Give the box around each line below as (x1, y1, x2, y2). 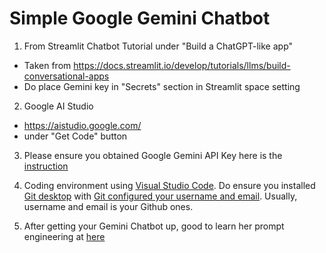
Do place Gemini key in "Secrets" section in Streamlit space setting (23, 80, 301, 92)
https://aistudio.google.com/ (23, 119, 142, 131)
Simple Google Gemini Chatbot (9, 7, 271, 30)
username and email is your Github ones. (23, 200, 194, 212)
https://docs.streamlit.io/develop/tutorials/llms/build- (73, 59, 291, 71)
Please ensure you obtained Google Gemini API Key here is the (23, 149, 283, 161)
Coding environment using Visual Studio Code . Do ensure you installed (23, 179, 316, 191)
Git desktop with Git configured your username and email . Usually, (23, 190, 298, 202)
